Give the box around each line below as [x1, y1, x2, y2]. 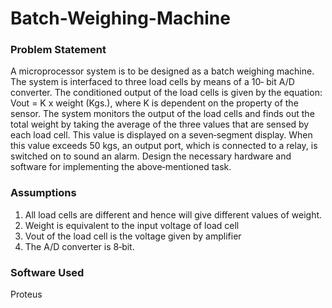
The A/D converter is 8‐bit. [24, 240, 135, 252]
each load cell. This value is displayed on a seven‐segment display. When [10, 129, 313, 141]
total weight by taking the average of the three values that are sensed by [10, 118, 310, 131]
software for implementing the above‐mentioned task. [10, 161, 232, 173]
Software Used [10, 265, 85, 279]
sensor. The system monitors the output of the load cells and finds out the [10, 108, 315, 120]
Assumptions [10, 186, 77, 200]
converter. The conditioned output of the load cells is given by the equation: [10, 87, 323, 99]
